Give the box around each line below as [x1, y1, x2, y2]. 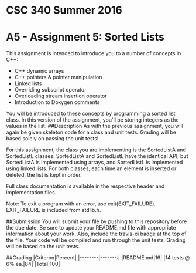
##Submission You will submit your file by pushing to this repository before [6, 218, 187, 225]
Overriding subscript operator [14, 86, 87, 93]
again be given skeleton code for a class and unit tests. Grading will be [6, 129, 177, 136]
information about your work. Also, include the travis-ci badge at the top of [6, 230, 187, 238]
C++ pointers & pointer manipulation [14, 74, 102, 81]
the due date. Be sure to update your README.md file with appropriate [6, 224, 177, 231]
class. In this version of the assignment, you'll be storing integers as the [6, 116, 180, 123]
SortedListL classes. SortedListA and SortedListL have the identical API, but [6, 153, 188, 160]
